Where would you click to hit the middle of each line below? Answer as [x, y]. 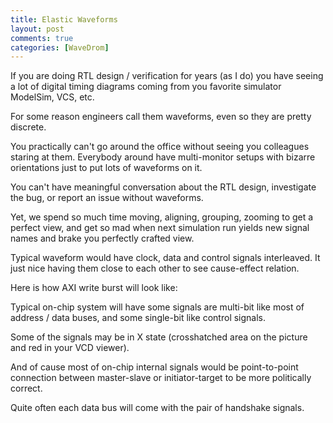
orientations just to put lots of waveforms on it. [106, 168]
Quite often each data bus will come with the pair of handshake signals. [157, 408]
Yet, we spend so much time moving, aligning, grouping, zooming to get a [162, 217]
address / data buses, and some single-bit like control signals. [138, 318]
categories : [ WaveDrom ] [60, 47]
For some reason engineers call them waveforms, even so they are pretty [161, 117]
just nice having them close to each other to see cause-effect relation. [155, 268]
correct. [26, 388]
